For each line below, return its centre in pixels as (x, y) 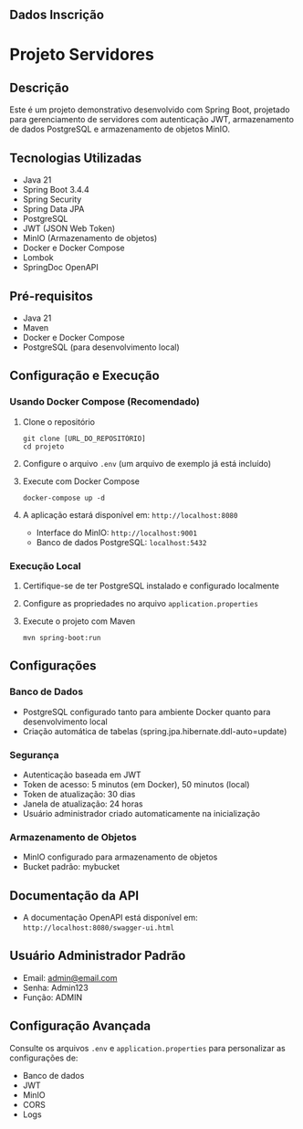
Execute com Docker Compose (81, 481)
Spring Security (52, 199)
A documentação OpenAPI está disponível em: (110, 918)
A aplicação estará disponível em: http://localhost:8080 (130, 514)
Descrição (39, 87)
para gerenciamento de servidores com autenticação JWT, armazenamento (152, 120)
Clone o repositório (59, 422)
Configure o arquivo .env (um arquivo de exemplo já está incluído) (147, 463)
